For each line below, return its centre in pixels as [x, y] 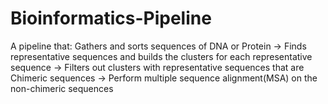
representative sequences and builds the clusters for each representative [161, 56]
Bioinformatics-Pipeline [111, 18]
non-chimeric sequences [62, 88]
